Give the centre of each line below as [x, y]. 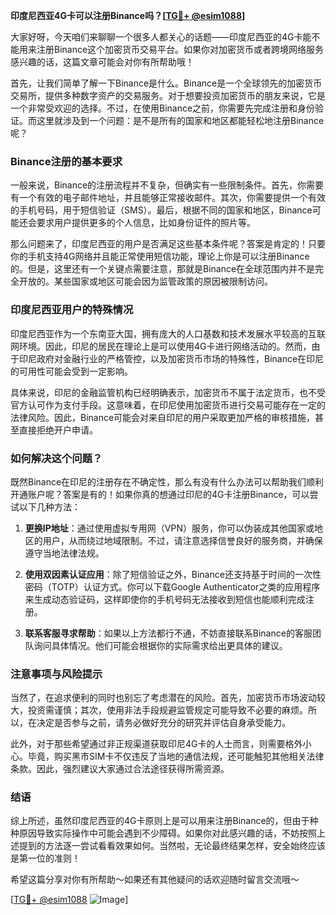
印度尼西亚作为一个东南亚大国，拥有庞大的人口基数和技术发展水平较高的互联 [168, 333]
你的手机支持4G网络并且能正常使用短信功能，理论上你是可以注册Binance [160, 256]
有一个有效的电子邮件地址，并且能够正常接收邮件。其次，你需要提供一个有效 [168, 198]
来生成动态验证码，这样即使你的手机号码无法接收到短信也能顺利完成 [165, 599]
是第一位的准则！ [45, 858]
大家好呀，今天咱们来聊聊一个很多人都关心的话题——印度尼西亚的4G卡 [156, 37]
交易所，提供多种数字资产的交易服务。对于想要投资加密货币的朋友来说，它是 [168, 95]
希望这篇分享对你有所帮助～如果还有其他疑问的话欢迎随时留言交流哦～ [155, 880]
